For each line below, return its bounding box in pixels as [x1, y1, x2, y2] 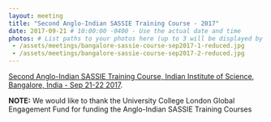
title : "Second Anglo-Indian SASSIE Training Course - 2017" [8, 19, 220, 27]
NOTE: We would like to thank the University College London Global [8, 96, 235, 105]
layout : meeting [8, 11, 63, 20]
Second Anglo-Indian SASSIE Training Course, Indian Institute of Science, [8, 72, 255, 81]
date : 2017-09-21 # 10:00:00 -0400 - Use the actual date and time [8, 27, 242, 35]
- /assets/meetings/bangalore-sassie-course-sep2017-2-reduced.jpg [11, 49, 245, 57]
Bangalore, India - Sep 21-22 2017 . [8, 80, 123, 90]
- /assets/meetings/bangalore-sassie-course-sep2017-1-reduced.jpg [11, 42, 245, 50]
